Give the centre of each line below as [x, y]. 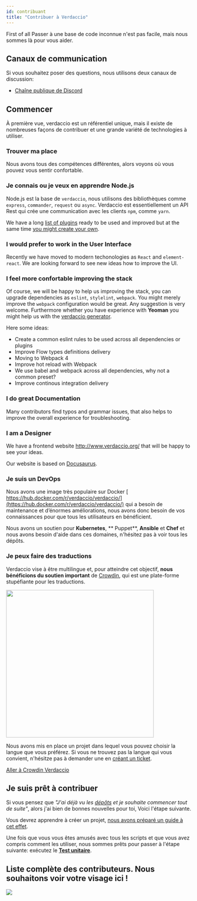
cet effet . [17, 827]
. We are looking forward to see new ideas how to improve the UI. [98, 263]
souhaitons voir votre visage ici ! [67, 878]
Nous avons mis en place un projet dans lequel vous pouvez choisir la [91, 746]
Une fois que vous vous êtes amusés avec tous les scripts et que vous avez [98, 838]
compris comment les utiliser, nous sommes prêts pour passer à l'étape [93, 844]
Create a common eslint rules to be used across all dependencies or [98, 339]
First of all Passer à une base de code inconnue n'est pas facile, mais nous [97, 34]
